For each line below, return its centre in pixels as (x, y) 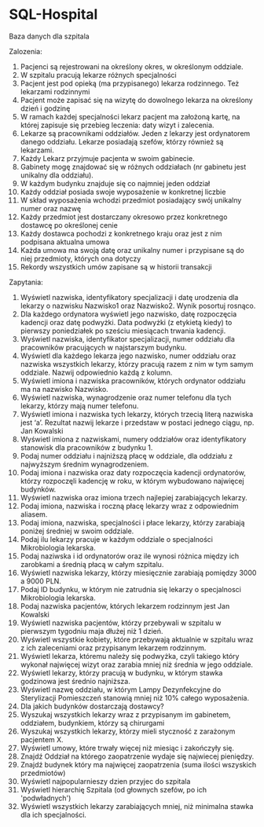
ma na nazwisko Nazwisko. (64, 389)
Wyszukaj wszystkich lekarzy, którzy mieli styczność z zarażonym (128, 731)
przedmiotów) (43, 773)
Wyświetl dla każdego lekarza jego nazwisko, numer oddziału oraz (128, 356)
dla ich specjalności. (53, 814)
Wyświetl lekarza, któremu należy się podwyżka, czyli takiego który (130, 656)
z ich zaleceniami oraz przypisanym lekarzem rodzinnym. (113, 648)
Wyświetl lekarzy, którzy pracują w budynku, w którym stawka (121, 672)
